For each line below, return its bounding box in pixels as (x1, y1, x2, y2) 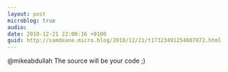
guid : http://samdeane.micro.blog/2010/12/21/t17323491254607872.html (7, 37, 222, 44)
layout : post (7, 10, 46, 18)
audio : (7, 24, 27, 31)
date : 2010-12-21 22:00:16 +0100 (7, 30, 107, 38)
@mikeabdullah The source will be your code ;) (7, 56, 146, 65)
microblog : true (7, 17, 56, 24)
